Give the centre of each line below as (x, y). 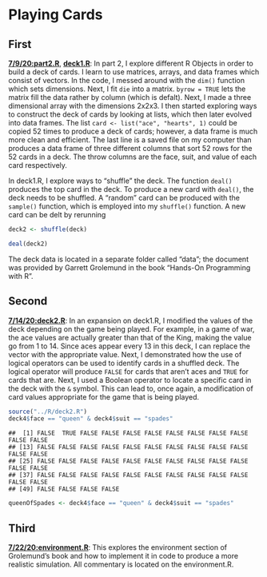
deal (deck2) (28, 244)
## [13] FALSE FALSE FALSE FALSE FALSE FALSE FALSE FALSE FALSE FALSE (128, 448)
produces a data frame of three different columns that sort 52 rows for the (130, 148)
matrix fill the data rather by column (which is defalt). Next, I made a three (130, 97)
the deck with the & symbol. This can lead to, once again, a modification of (131, 388)
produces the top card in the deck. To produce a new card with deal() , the (131, 189)
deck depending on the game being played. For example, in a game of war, (132, 328)
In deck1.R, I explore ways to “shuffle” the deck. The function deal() (120, 181)
